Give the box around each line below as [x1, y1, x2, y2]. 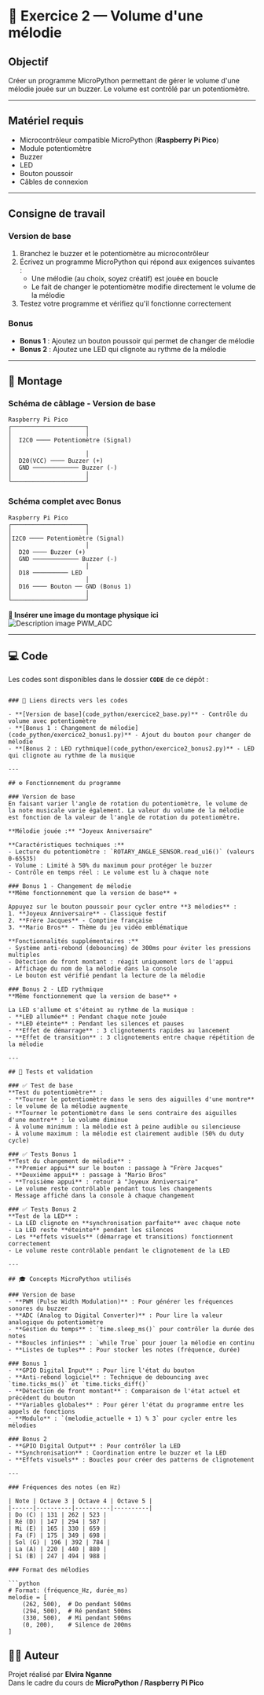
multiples [8, 951, 41, 959]
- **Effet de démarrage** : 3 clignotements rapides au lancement [8, 1026, 230, 1034]
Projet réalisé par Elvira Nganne [8, 1670, 112, 1679]
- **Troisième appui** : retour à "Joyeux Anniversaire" [8, 1178, 199, 1186]
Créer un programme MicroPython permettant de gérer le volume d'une [8, 76, 240, 85]
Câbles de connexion [19, 177, 89, 186]
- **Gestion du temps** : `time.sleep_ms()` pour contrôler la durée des [8, 1325, 255, 1333]
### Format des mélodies [8, 1565, 90, 1574]
